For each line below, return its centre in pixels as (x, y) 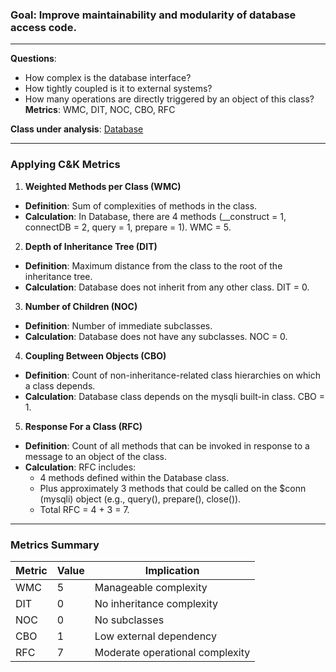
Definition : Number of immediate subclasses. (118, 325)
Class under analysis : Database (77, 129)
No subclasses (129, 620)
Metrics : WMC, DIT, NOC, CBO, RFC (100, 110)
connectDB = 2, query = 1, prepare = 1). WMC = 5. (128, 227)
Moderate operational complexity (172, 652)
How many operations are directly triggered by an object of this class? (169, 99)
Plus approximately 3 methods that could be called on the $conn (173, 488)
